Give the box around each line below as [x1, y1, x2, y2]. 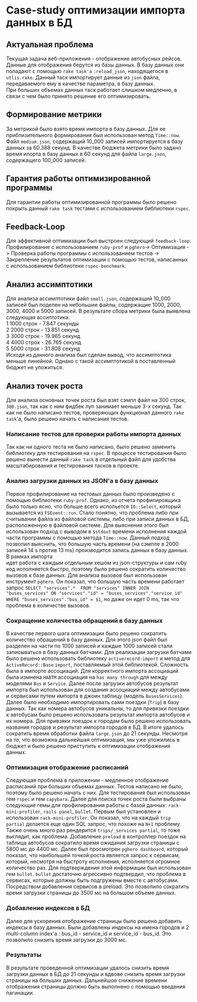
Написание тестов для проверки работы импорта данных [6, 430, 181, 438]
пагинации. [6, 989, 34, 996]
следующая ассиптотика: [6, 314, 71, 321]
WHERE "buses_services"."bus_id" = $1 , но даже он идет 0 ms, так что [6, 595, 179, 602]
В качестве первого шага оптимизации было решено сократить [6, 629, 167, 636]
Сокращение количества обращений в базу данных [6, 616, 163, 625]
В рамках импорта [6, 553, 53, 560]
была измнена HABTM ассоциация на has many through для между [6, 673, 168, 681]
